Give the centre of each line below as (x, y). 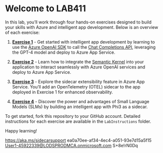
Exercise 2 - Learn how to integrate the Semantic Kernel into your (78, 62)
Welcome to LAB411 (45, 9)
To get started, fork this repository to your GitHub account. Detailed (73, 116)
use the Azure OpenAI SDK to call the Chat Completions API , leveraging (84, 47)
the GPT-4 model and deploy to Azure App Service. (63, 52)
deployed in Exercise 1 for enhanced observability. (63, 92)
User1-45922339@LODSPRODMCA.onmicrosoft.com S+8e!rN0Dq (72, 145)
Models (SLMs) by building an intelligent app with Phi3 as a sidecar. (80, 107)
